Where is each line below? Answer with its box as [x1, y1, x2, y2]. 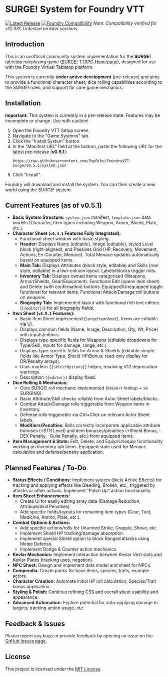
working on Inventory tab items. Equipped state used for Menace [12, 444, 146, 450]
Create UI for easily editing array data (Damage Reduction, [19, 498, 141, 504]
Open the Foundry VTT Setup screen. [12, 127, 90, 133]
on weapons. [19, 295, 47, 301]
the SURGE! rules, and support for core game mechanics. [5, 84, 123, 90]
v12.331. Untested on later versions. [5, 25, 79, 31]
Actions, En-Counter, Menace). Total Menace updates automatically [19, 252, 159, 258]
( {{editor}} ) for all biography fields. [19, 305, 94, 311]
